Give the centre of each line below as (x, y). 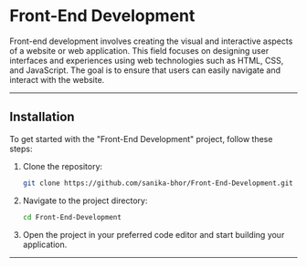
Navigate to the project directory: (85, 200)
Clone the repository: (63, 166)
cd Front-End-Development (72, 217)
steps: (21, 149)
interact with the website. (57, 79)
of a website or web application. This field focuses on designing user (139, 50)
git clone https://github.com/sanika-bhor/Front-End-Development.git (158, 183)
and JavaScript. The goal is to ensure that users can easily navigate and (145, 70)
